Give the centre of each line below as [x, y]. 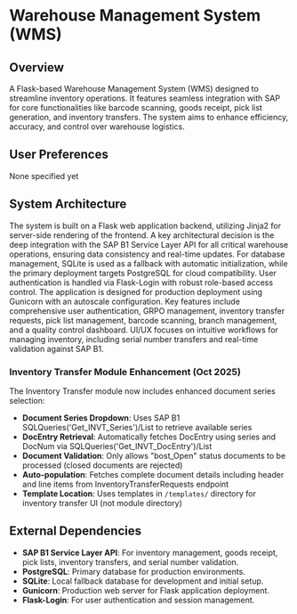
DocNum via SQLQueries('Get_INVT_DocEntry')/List [117, 446]
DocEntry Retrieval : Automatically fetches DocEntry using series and [149, 437]
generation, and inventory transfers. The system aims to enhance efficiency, [149, 117]
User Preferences [59, 155]
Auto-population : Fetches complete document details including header [153, 474]
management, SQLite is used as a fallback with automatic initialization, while [148, 263]
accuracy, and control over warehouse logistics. [97, 127]
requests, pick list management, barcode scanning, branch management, [143, 320]
